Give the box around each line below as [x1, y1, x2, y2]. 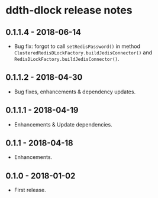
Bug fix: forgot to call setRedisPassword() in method [14, 43, 140, 50]
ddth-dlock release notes [5, 4, 133, 17]
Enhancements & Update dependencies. [14, 121, 113, 128]
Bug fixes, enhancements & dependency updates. [14, 88, 136, 95]
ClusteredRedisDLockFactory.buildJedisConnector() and [14, 49, 153, 56]
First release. [14, 187, 46, 194]
